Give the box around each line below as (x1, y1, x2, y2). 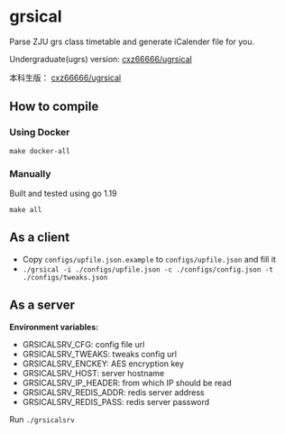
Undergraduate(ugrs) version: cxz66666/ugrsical (9, 53, 192, 64)
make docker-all (9, 146, 70, 155)
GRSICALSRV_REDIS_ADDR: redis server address (22, 386, 205, 398)
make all (9, 205, 42, 214)
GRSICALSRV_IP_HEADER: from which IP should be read (22, 377, 232, 388)
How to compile (9, 99, 99, 115)
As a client (9, 230, 70, 245)
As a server (9, 298, 75, 313)
